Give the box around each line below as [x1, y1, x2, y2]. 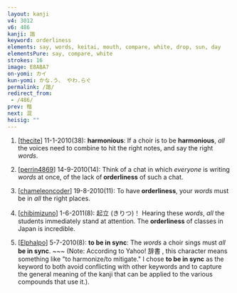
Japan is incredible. [17, 224, 76, 232]
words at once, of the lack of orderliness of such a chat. [17, 173, 184, 181]
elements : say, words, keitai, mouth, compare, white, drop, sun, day [7, 43, 221, 51]
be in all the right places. [17, 194, 90, 202]
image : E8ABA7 [7, 63, 50, 71]
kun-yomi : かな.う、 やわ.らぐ [7, 76, 92, 84]
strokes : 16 [7, 57, 43, 64]
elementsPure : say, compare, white [7, 51, 113, 58]
